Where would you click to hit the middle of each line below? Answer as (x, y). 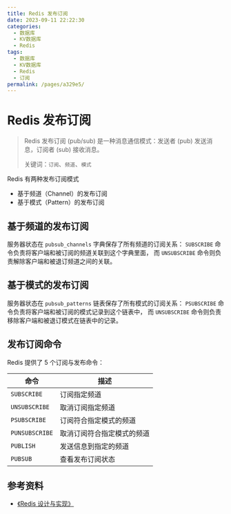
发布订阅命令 (34, 344)
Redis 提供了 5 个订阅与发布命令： (56, 362)
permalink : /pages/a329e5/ (46, 84)
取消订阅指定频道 (88, 407)
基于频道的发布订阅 (48, 226)
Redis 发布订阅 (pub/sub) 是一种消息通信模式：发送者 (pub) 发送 (115, 141)
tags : (15, 53)
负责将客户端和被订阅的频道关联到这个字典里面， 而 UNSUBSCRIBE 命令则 (114, 253)
